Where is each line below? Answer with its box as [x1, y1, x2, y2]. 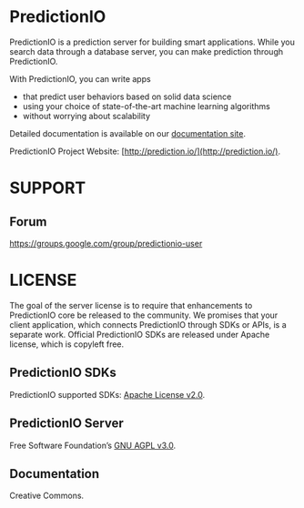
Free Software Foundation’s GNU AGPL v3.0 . [9, 440, 177, 451]
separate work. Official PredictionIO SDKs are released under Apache [9, 329, 270, 340]
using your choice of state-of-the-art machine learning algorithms [22, 100, 270, 111]
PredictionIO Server [9, 416, 125, 432]
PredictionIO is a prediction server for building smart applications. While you [9, 36, 296, 47]
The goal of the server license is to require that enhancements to [9, 300, 253, 310]
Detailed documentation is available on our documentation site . [9, 127, 246, 138]
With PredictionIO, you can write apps [9, 73, 152, 84]
